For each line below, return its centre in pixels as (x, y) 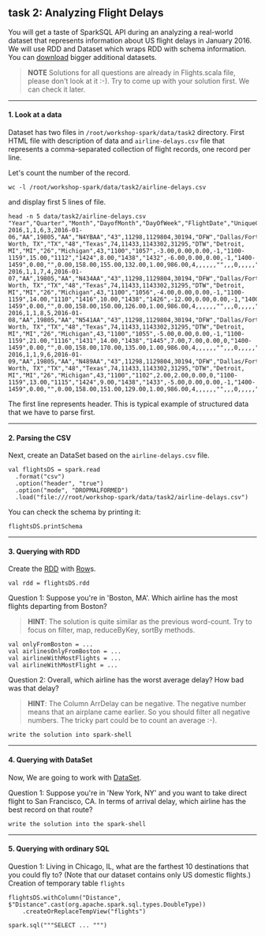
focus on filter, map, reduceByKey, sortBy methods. (111, 630)
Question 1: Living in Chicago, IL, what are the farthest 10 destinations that (129, 866)
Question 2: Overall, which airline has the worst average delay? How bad (126, 680)
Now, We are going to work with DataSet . (75, 777)
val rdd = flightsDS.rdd (49, 584)
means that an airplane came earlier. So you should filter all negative (139, 712)
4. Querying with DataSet (50, 760)
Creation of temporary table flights (67, 883)
